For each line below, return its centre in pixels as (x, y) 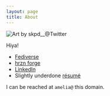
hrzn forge (27, 63)
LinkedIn (25, 69)
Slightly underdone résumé (48, 75)
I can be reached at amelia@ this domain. (55, 87)
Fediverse (27, 57)
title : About (22, 17)
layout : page (22, 11)
